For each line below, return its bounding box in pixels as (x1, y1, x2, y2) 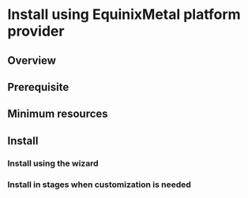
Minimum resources (7, 107, 108, 121)
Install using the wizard (7, 158, 100, 169)
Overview (7, 54, 57, 67)
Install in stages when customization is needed (7, 179, 191, 190)
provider (7, 22, 65, 40)
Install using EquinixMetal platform (7, 6, 242, 24)
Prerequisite (7, 80, 70, 94)
